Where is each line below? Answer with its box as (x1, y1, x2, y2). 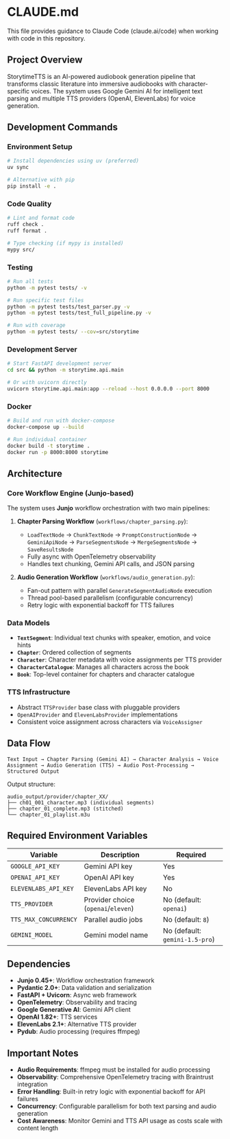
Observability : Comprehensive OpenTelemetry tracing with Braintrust (16, 1073, 214, 1081)
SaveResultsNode (27, 547, 74, 554)
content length (16, 1124, 59, 1132)
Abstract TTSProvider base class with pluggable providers (16, 703, 180, 711)
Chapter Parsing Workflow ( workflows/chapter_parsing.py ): (16, 517, 188, 526)
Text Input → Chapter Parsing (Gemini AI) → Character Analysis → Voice (7, 756, 219, 763)
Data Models (7, 618, 50, 628)
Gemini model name (84, 930, 149, 940)
